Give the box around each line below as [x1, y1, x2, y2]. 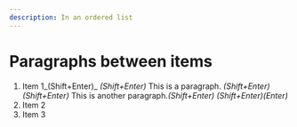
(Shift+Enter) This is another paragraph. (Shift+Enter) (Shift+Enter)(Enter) [21, 90, 289, 100]
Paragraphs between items [9, 51, 213, 71]
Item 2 [21, 99, 46, 110]
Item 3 [21, 108, 46, 120]
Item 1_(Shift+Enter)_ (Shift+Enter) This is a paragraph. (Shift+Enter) [21, 81, 270, 91]
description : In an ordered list [9, 12, 133, 22]
